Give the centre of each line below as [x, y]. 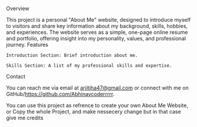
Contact [16, 76]
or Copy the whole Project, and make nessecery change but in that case [94, 111]
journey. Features [27, 44]
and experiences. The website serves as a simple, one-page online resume [97, 32]
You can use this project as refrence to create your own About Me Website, [97, 105]
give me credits [25, 118]
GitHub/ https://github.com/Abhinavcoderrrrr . [60, 94]
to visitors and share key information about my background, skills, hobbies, [97, 26]
